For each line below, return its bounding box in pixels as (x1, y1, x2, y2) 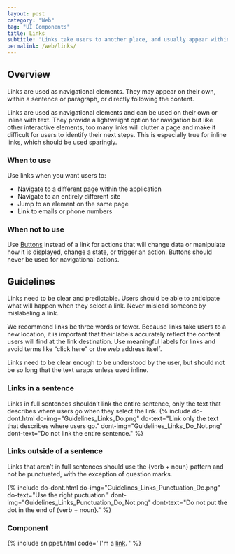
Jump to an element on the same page (17, 200, 129, 208)
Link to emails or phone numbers (17, 207, 113, 215)
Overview (7, 69, 51, 80)
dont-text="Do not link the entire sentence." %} (7, 429, 144, 437)
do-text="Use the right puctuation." (7, 490, 110, 499)
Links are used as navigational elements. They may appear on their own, (7, 87, 216, 95)
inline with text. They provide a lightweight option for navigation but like (7, 115, 213, 124)
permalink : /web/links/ (7, 43, 77, 50)
